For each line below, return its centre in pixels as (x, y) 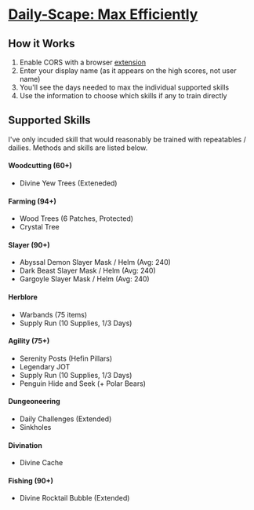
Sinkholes (35, 427)
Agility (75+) (29, 341)
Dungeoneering (34, 402)
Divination (25, 445)
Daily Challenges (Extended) (65, 419)
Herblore (23, 297)
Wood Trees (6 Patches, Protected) (76, 218)
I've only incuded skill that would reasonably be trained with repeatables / (127, 139)
